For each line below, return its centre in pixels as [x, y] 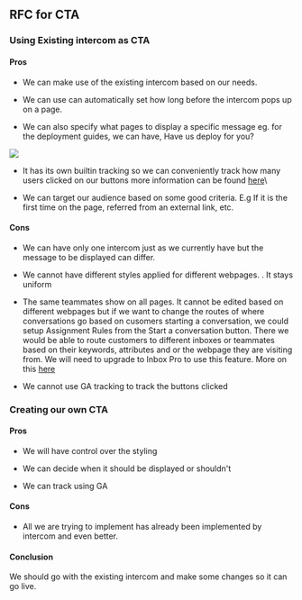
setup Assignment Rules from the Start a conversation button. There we [156, 330]
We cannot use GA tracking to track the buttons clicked [125, 386]
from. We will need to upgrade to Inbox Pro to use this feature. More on [154, 359]
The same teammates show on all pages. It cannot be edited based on [153, 302]
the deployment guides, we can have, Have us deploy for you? [138, 136]
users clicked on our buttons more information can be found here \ [145, 180]
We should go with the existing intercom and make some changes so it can [148, 577]
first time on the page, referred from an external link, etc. [128, 207]
